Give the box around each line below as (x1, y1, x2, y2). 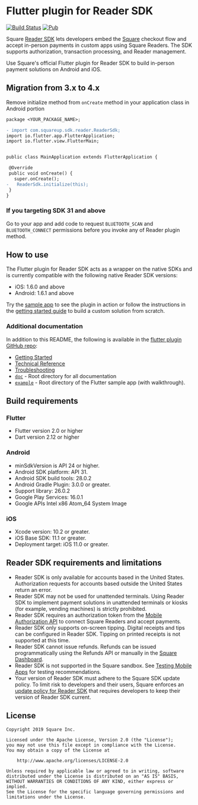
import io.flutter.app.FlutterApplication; (6, 132, 116, 139)
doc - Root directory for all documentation (14, 372, 117, 379)
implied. (6, 784, 28, 790)
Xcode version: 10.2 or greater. (14, 528, 90, 535)
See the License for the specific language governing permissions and (6, 788, 184, 795)
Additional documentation (6, 322, 83, 331)
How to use (6, 250, 49, 260)
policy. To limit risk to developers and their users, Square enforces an (14, 681, 184, 688)
